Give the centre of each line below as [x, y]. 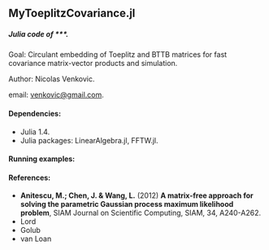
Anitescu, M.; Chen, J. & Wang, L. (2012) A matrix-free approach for [137, 195]
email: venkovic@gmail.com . [56, 95]
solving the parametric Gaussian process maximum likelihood [127, 204]
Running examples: [42, 159]
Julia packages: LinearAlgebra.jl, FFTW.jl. [89, 140]
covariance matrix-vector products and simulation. [93, 64]
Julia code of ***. [39, 34]
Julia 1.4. [35, 132]
